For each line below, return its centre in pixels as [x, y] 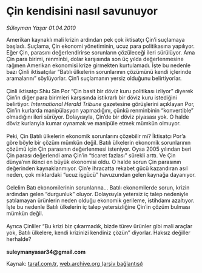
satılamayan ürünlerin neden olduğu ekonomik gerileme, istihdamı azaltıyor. [100, 200]
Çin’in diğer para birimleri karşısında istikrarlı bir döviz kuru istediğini [92, 97]
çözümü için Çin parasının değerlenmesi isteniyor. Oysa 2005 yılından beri [99, 149]
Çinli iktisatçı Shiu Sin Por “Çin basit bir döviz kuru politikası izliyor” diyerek [100, 91]
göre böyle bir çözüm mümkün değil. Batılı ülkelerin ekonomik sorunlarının [99, 142]
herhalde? [19, 239]
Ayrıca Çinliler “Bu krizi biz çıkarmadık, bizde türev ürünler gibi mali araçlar [99, 226]
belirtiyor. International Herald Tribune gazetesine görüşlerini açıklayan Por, [101, 104]
